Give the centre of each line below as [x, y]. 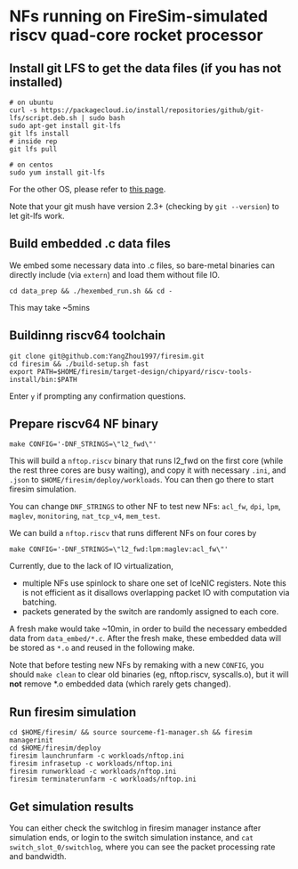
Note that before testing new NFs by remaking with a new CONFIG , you [137, 665]
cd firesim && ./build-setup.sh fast [79, 364]
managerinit [31, 741]
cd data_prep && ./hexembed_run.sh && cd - [91, 291]
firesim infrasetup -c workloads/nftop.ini [91, 764]
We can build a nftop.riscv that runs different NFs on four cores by [133, 533]
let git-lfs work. [37, 216]
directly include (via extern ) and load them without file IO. [115, 274]
